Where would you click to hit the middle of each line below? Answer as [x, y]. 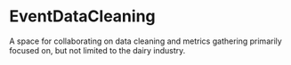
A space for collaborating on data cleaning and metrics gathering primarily [145, 41]
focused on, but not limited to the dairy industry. [97, 50]
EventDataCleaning [82, 16]
